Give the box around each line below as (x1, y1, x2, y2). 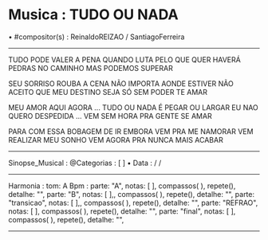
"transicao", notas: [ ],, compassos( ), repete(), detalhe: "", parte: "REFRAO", (8, 198, 258, 207)
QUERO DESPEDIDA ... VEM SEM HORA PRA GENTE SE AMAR (8, 111, 213, 120)
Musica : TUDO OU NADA (8, 6, 179, 24)
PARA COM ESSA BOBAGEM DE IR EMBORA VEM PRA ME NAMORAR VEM (8, 126, 254, 136)
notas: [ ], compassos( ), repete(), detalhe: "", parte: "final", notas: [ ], (8, 206, 236, 216)
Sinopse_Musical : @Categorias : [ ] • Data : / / (8, 158, 162, 167)
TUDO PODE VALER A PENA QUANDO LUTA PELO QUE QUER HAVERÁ (8, 54, 241, 65)
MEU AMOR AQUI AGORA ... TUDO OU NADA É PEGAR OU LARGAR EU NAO (8, 102, 259, 112)
